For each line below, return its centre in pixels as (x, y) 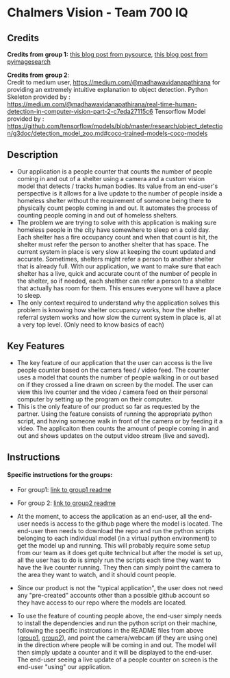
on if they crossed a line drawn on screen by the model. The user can (115, 384)
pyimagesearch (29, 62)
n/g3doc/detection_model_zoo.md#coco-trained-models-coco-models (107, 133)
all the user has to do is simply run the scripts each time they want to (114, 560)
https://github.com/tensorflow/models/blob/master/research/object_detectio (115, 126)
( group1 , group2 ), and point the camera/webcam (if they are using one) (117, 638)
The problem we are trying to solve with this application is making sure (117, 222)
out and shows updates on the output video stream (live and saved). (113, 435)
